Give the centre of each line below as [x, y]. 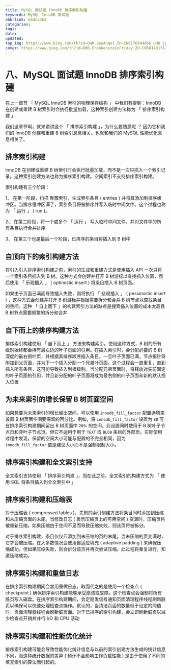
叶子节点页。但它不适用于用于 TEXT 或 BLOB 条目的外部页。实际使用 [93, 432]
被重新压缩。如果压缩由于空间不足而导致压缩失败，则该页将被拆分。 [77, 525]
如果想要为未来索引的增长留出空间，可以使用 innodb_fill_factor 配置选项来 [85, 413]
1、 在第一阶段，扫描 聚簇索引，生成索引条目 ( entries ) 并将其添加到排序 [81, 198]
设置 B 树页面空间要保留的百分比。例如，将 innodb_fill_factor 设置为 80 [82, 419]
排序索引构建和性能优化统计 [49, 636]
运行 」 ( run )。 [33, 211]
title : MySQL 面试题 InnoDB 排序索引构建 [46, 10]
